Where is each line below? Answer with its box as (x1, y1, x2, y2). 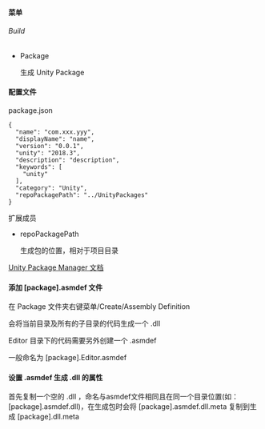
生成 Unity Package (19, 67, 85, 77)
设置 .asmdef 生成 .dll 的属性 (8, 372, 103, 382)
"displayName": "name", (15, 135, 94, 143)
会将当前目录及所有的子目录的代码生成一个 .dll (8, 319, 161, 328)
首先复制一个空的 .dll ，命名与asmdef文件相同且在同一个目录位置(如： (8, 392, 239, 402)
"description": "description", (15, 156, 120, 164)
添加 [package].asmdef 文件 (8, 283, 103, 292)
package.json (8, 106, 54, 115)
